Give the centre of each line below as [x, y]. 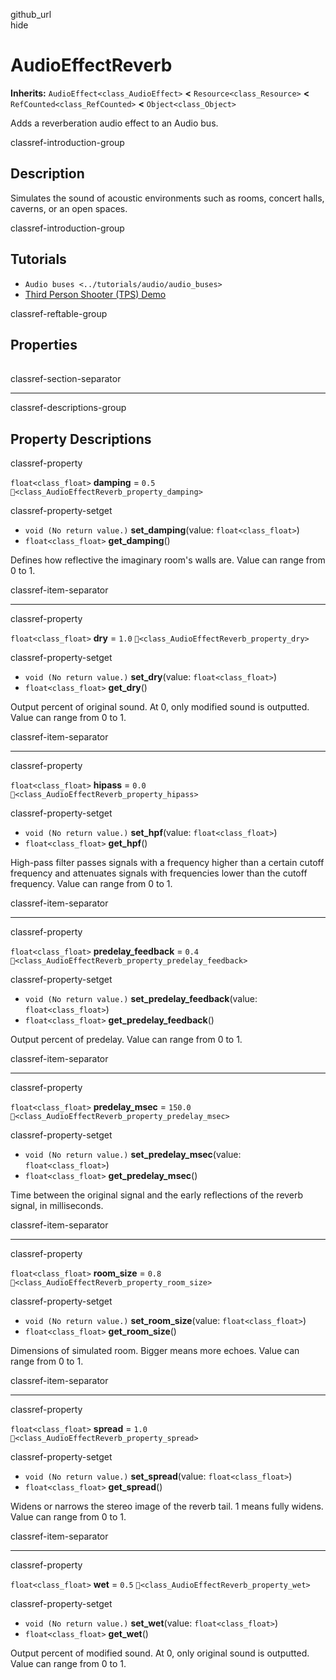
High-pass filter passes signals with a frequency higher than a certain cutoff [167, 863]
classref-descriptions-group [68, 408]
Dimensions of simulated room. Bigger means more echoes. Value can [155, 1351]
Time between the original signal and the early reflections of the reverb [157, 1195]
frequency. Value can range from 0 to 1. [91, 884]
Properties [44, 344]
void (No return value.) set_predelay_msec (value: [133, 1155]
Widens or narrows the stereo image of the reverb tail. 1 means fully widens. [167, 1506]
